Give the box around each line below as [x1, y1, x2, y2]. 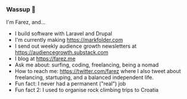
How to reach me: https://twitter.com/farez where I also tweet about [14, 68, 181, 75]
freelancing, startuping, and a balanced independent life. [14, 74, 154, 81]
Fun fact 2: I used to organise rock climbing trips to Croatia [14, 87, 159, 94]
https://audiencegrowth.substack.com [14, 49, 109, 56]
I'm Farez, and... [6, 19, 46, 26]
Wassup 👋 [6, 5, 36, 14]
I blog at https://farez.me [14, 55, 76, 62]
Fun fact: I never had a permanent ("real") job [14, 80, 126, 87]
